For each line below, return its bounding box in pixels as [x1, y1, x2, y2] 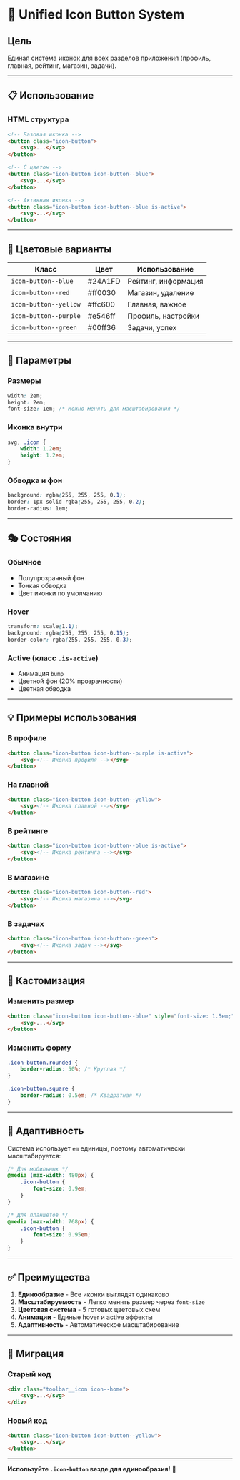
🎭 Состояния [7, 532, 71, 545]
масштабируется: [7, 1151, 61, 1160]
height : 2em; [7, 399, 46, 406]
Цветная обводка [17, 684, 71, 692]
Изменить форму [7, 1043, 71, 1053]
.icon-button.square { [7, 1086, 75, 1093]
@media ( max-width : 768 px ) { [7, 1218, 94, 1225]
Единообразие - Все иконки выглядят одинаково [17, 1290, 169, 1298]
